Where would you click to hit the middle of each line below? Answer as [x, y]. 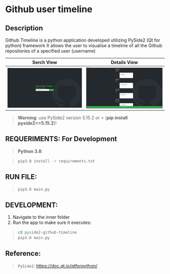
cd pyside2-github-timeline [47, 232]
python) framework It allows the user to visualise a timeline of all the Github [84, 46]
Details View [124, 62]
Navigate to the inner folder [41, 217]
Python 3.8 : [30, 151]
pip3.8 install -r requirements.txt [56, 161]
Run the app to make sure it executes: [52, 223]
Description [24, 28]
